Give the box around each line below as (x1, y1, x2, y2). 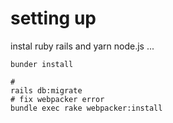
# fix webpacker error (10, 94, 105, 104)
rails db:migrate (10, 85, 83, 96)
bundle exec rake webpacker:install (10, 103, 163, 113)
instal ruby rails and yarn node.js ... (10, 40, 155, 52)
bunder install (10, 59, 74, 69)
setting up (10, 7, 97, 30)
